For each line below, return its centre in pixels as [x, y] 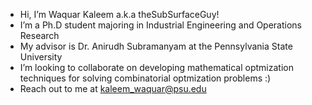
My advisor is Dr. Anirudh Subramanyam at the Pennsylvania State [156, 46]
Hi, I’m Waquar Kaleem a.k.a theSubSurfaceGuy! [119, 14]
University [41, 57]
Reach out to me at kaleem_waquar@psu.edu [113, 88]
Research [39, 35]
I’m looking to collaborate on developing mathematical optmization [156, 67]
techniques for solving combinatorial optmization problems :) [145, 78]
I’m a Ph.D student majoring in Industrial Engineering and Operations [161, 25]
